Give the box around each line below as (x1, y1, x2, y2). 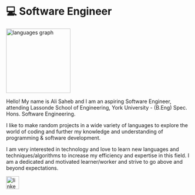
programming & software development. (6, 134, 101, 141)
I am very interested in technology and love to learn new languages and (6, 146, 179, 153)
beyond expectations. (6, 164, 59, 171)
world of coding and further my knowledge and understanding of (6, 128, 163, 135)
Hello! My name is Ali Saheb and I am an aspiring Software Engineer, (6, 98, 172, 105)
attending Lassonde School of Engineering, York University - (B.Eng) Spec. (6, 104, 187, 111)
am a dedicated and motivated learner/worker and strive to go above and (6, 158, 183, 165)
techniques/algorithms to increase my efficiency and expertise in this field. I (6, 151, 190, 159)
